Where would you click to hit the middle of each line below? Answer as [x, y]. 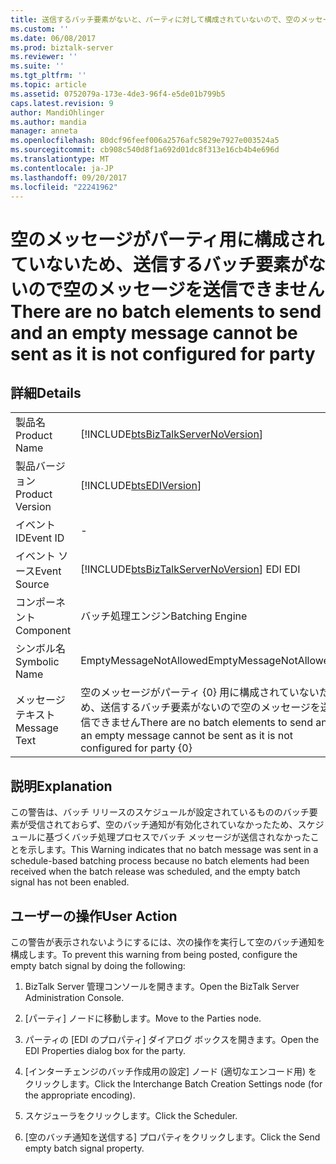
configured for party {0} [136, 748]
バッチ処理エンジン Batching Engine [164, 616]
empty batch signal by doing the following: [98, 965]
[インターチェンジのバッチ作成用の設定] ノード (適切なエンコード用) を [171, 1071]
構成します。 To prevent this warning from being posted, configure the [154, 954]
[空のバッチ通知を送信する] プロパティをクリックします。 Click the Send [172, 1137]
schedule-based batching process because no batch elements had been [160, 861]
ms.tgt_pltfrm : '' [48, 76]
